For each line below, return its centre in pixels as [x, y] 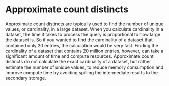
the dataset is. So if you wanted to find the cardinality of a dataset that [79, 40]
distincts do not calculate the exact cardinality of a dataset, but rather [78, 61]
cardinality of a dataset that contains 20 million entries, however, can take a [84, 51]
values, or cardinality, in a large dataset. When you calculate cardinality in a [84, 29]
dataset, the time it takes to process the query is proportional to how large [83, 34]
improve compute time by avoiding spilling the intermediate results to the [82, 72]
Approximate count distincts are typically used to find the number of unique [84, 24]
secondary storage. [26, 78]
